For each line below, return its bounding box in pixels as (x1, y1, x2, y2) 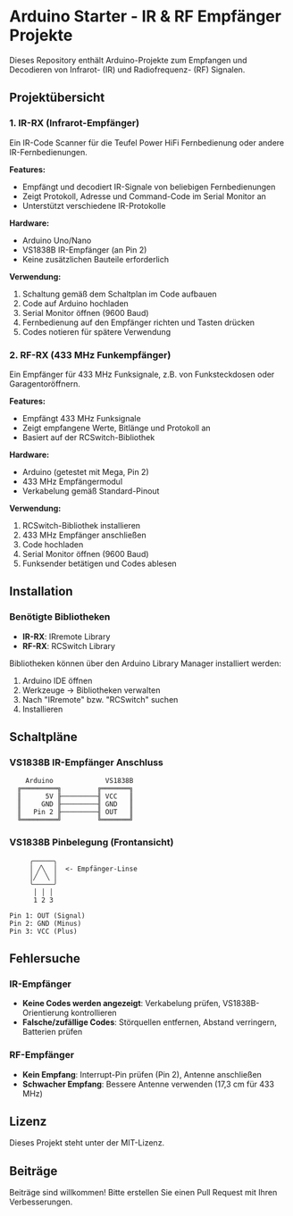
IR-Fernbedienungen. (9, 146, 88, 157)
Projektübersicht (9, 90, 105, 105)
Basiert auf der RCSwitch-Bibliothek (21, 431, 155, 443)
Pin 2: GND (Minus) (9, 919, 82, 928)
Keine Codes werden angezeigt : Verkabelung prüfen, (21, 998, 221, 1009)
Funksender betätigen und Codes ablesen (21, 558, 177, 569)
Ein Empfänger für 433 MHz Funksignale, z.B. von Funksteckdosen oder (9, 369, 275, 379)
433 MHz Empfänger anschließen (21, 529, 146, 540)
